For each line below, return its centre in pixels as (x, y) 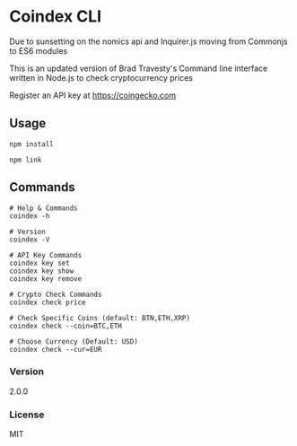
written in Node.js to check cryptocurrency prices (101, 77)
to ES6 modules (39, 50)
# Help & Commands (44, 208)
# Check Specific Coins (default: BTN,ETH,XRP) (100, 318)
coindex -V (30, 240)
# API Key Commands (46, 255)
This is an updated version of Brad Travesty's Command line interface (139, 68)
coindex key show (42, 271)
